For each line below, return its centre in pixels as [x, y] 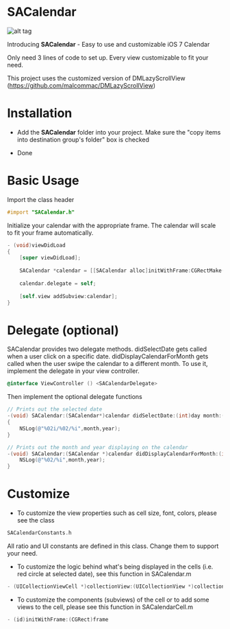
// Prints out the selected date [55, 409]
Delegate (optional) [63, 330]
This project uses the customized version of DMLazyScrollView [97, 78]
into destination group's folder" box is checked [83, 139]
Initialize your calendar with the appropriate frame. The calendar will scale [112, 225]
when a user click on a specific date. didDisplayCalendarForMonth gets [108, 356]
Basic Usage [43, 181]
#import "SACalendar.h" [41, 212]
